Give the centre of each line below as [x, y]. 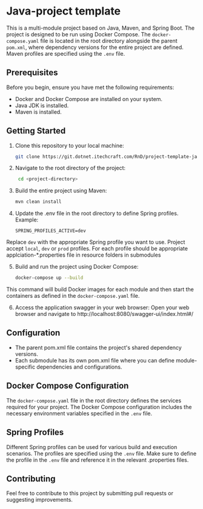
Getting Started [36, 131]
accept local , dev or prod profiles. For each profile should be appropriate [97, 249]
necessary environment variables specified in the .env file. [79, 413]
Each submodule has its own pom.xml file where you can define [95, 360]
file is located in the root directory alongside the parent [109, 41]
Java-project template [64, 11]
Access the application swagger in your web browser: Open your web [102, 307]
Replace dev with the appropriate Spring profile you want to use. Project [96, 242]
